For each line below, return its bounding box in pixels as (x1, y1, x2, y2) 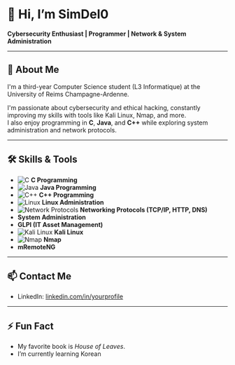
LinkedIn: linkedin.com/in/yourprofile (17, 292, 124, 301)
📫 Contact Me (7, 270, 72, 282)
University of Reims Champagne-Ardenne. (7, 90, 129, 98)
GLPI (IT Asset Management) (17, 220, 104, 228)
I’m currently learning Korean (17, 350, 101, 358)
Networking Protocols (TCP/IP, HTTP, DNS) (80, 205, 208, 214)
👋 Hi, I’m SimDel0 (7, 6, 109, 22)
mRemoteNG (17, 242, 56, 251)
